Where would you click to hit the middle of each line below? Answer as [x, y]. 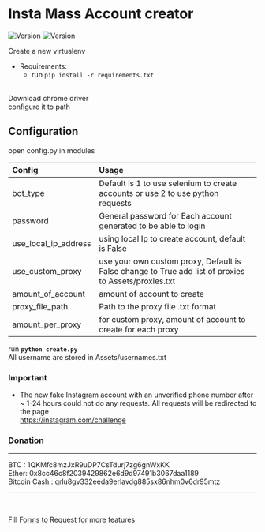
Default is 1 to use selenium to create [168, 183]
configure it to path [39, 107]
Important [28, 377]
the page [34, 412]
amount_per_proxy [47, 324]
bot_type [28, 193]
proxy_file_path [40, 306]
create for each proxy [139, 329]
